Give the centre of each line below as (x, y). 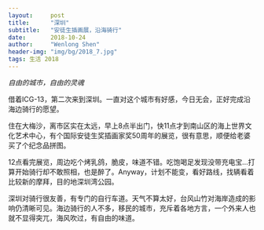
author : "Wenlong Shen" (54, 45)
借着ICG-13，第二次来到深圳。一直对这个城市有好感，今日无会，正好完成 (126, 99)
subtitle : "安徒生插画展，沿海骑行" (65, 30)
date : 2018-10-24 (47, 37)
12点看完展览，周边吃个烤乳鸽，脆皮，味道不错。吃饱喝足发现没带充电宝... (128, 162)
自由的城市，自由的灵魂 (46, 82)
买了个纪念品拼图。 (39, 145)
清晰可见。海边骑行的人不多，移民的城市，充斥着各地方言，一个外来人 (135, 208)
